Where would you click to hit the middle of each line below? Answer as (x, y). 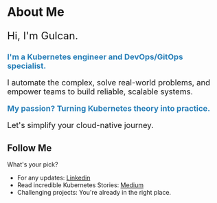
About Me (36, 12)
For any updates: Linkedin (54, 178)
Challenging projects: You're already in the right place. (94, 192)
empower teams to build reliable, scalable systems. (100, 92)
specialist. (27, 66)
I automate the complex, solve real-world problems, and (109, 83)
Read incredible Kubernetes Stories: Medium (80, 185)
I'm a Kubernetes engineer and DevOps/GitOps (95, 57)
